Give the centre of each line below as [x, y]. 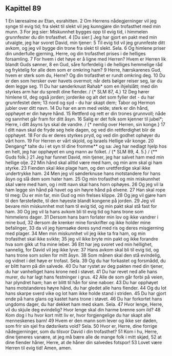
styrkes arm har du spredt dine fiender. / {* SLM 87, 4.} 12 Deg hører [77, 91]
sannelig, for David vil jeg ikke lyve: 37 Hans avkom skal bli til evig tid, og [82, 250]
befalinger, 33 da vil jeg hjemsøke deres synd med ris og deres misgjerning [85, 228]
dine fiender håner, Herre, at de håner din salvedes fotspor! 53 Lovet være [84, 342]
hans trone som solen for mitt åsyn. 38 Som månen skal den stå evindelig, [83, 255]
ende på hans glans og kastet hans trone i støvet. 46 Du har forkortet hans [84, 299]
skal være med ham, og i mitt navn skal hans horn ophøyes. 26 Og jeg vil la [84, 184]
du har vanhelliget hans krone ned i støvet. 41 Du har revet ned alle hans [81, 271]
